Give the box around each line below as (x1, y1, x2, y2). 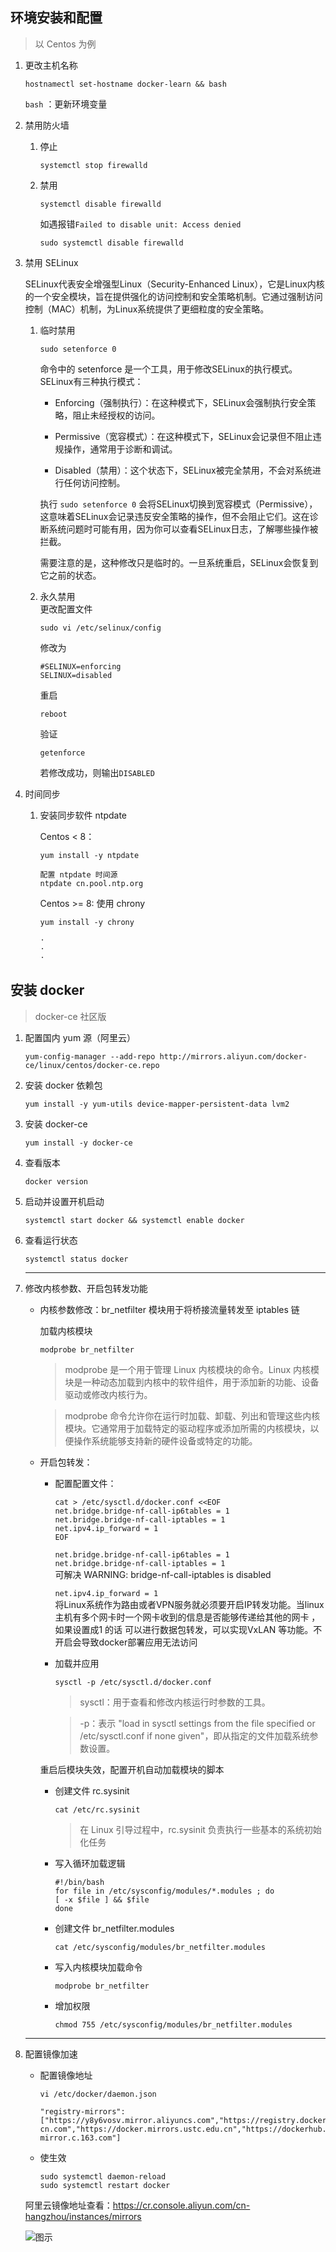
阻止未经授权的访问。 (72, 409, 161, 421)
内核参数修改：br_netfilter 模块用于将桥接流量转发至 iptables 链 (39, 1303, 300, 1315)
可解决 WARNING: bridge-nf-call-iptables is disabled (54, 1568, 272, 1580)
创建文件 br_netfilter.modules (54, 1922, 175, 1934)
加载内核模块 (39, 1324, 93, 1337)
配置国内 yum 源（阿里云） (24, 1031, 137, 1043)
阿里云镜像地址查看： (24, 2199, 113, 2211)
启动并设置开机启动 (24, 1195, 105, 1207)
